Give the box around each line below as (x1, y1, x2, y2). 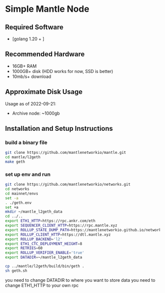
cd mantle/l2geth (5, 155, 41, 160)
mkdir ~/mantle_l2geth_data (5, 209, 63, 214)
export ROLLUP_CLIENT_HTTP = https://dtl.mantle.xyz (5, 232, 111, 237)
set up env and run (5, 171, 51, 177)
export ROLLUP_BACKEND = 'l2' (5, 237, 63, 242)
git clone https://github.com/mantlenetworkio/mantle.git (5, 150, 126, 155)
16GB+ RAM (12, 63, 37, 69)
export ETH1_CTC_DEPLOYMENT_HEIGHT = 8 (5, 241, 82, 246)
